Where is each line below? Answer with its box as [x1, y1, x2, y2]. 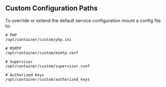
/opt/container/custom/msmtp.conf [5, 50, 79, 55]
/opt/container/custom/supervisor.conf [5, 63, 90, 69]
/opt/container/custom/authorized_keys [5, 77, 90, 82]
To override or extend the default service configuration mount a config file [5, 17, 161, 23]
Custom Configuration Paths [5, 4, 98, 13]
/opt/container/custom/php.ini [5, 37, 72, 42]
